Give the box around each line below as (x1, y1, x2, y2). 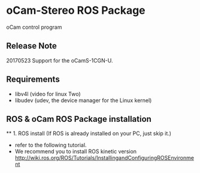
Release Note (6, 41, 57, 51)
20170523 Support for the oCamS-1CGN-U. (6, 56, 113, 64)
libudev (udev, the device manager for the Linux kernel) (14, 97, 152, 104)
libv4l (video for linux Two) (14, 90, 81, 97)
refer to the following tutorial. (14, 142, 87, 149)
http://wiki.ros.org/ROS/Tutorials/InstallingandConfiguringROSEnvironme (14, 154, 195, 162)
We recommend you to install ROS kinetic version (14, 148, 137, 155)
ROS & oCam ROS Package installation (6, 114, 151, 124)
